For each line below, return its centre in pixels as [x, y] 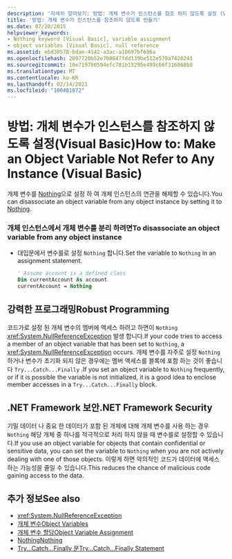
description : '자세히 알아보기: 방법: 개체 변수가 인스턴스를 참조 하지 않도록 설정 [112, 13]
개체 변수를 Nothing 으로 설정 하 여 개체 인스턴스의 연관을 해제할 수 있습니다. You [115, 194]
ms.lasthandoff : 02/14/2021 [48, 84]
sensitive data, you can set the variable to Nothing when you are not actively [116, 451]
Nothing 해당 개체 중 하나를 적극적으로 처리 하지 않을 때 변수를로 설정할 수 [106, 434]
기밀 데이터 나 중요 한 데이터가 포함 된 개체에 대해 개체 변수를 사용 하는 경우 [108, 426]
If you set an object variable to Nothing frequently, [154, 369]
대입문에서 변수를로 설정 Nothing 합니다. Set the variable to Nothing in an [116, 253]
